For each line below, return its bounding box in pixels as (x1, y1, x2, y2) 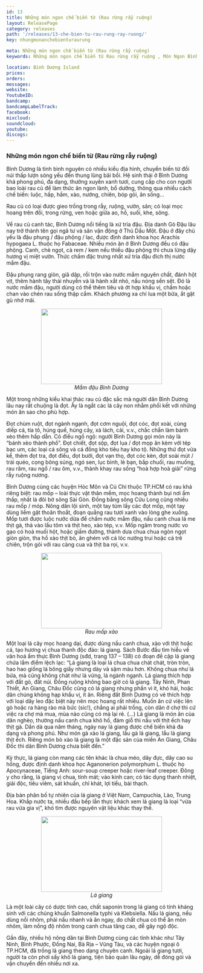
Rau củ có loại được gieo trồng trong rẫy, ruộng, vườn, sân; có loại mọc (6, 203, 183, 210)
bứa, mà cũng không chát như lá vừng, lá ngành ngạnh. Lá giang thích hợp (6, 672, 192, 679)
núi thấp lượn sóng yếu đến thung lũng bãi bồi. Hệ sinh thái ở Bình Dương (6, 172, 188, 179)
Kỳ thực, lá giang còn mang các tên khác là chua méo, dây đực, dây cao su (6, 754, 193, 762)
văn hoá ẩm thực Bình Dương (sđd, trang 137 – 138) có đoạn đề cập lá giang (6, 653, 195, 660)
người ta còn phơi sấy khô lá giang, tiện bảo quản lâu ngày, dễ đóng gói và (6, 954, 192, 961)
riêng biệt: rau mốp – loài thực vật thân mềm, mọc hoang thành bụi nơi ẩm (6, 490, 190, 497)
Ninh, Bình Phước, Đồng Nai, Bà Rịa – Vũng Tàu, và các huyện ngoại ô (6, 940, 180, 948)
